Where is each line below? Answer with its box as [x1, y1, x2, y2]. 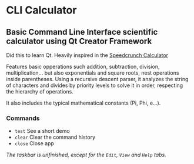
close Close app [14, 140, 55, 147]
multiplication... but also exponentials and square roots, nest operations [6, 69, 179, 76]
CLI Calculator [6, 4, 77, 17]
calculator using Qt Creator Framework [6, 36, 152, 46]
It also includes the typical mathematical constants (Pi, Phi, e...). [6, 99, 161, 106]
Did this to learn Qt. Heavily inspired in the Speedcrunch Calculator [6, 52, 169, 59]
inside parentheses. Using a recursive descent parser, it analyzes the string [6, 76, 189, 82]
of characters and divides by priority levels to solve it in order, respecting [6, 82, 183, 89]
